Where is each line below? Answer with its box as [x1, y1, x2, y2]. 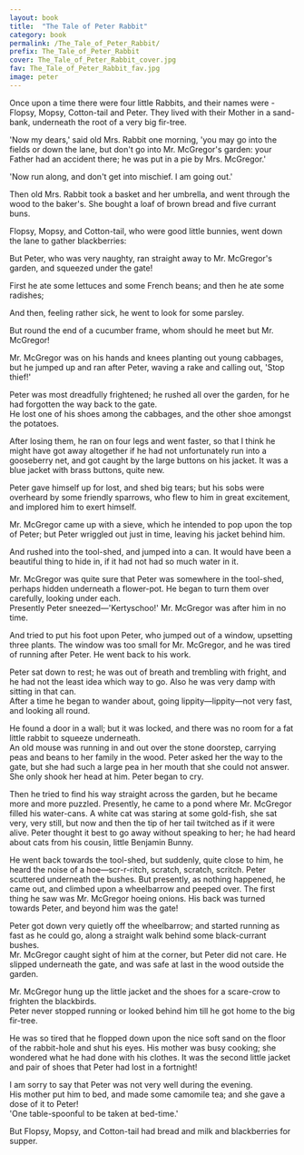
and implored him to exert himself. [9, 501, 137, 512]
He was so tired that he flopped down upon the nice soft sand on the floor [9, 1032, 286, 1043]
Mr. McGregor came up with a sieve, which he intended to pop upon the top [9, 518, 293, 529]
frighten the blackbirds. [9, 995, 97, 1006]
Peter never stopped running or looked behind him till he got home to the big [9, 1005, 296, 1016]
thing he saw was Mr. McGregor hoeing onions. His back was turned [9, 893, 266, 903]
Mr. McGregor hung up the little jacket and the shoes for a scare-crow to [9, 986, 281, 997]
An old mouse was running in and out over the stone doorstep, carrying [9, 742, 277, 753]
